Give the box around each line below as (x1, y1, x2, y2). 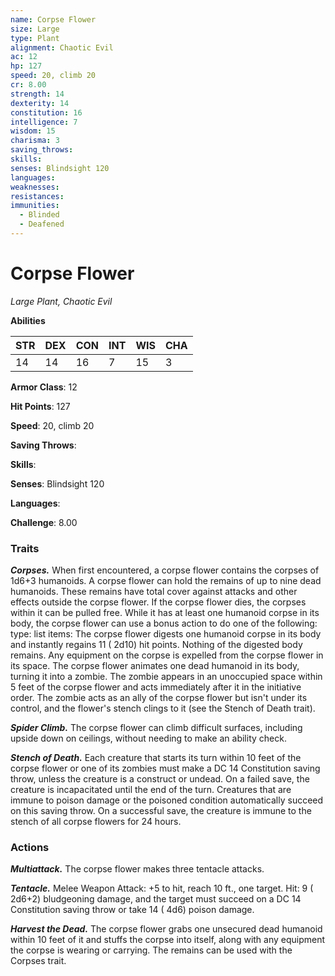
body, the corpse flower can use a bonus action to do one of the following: (10, 617, 318, 630)
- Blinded (19, 210, 60, 220)
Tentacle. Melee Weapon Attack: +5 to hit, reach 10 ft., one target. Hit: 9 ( (10, 882, 314, 895)
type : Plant (10, 33, 60, 43)
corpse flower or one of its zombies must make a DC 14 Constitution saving (10, 762, 321, 775)
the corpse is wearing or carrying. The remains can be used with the (10, 944, 293, 956)
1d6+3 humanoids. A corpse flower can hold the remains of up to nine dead (10, 575, 322, 587)
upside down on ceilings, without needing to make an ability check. (10, 732, 287, 745)
